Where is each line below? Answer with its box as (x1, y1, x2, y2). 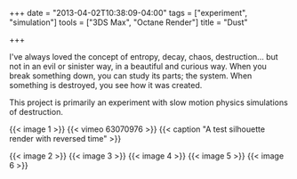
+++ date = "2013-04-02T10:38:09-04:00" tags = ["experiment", (9, 8, 247, 18)
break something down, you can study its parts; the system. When (9, 70, 253, 81)
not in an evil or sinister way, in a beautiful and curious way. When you (9, 61, 267, 71)
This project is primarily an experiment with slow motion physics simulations (9, 97, 289, 108)
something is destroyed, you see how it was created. (9, 80, 203, 90)
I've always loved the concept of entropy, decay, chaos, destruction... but (9, 52, 278, 61)
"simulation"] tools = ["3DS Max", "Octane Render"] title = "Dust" (9, 17, 248, 28)
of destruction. (9, 107, 64, 117)
